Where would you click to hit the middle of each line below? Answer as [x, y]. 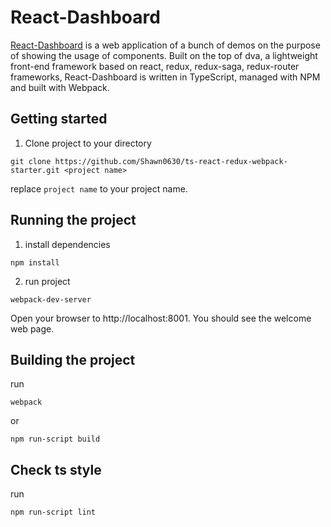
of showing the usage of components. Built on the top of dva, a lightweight [164, 55]
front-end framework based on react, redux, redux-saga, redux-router [155, 66]
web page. [32, 328]
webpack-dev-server [51, 299]
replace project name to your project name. [99, 188]
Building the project [73, 359]
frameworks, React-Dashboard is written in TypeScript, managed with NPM [165, 77]
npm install [35, 262]
